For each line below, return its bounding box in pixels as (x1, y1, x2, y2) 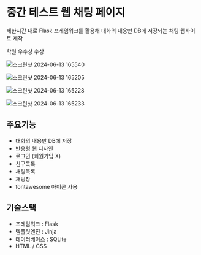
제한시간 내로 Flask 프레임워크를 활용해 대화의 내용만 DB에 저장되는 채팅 (6, 27, 179, 34)
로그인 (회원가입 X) (15, 152, 61, 159)
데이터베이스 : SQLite (15, 235, 67, 243)
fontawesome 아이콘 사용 (15, 183, 78, 190)
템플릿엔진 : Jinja (15, 227, 57, 235)
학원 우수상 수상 (6, 47, 45, 55)
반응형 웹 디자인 (15, 145, 53, 152)
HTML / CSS (15, 242, 47, 249)
